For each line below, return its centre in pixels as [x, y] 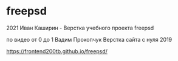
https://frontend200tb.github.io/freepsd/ [57, 51]
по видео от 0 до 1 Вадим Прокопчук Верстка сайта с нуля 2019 [89, 39]
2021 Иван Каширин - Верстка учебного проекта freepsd [80, 28]
